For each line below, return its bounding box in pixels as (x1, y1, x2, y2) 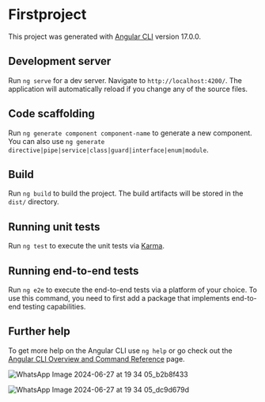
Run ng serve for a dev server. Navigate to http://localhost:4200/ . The (8, 75, 243, 85)
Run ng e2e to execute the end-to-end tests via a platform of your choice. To (8, 285, 258, 294)
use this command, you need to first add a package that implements (8, 294, 230, 302)
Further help (8, 324, 71, 338)
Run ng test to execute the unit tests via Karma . (8, 241, 165, 251)
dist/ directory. (8, 197, 59, 207)
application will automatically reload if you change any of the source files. (8, 84, 248, 93)
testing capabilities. (22, 302, 86, 311)
